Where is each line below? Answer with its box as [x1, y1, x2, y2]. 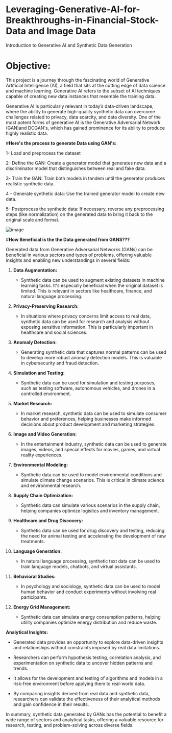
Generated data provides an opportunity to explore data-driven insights [13, 639, 164, 645]
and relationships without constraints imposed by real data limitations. [13, 644, 160, 650]
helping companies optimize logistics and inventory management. [20, 507, 159, 514]
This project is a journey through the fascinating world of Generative [6, 77, 150, 83]
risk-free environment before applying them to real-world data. [13, 680, 145, 687]
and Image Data [28, 26, 96, 37]
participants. [20, 594, 47, 600]
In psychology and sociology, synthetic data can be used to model [20, 583, 160, 589]
